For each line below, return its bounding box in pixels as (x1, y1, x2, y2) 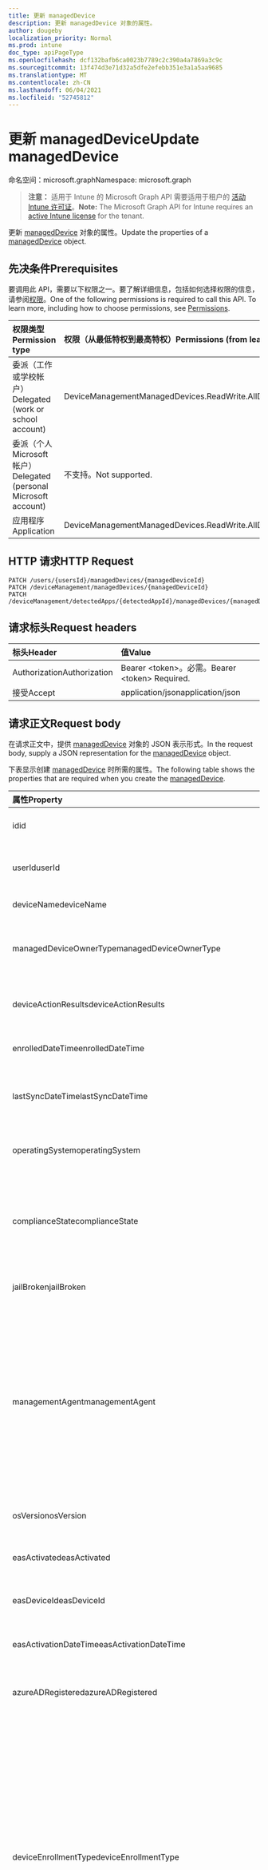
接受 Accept (12, 687, 56, 698)
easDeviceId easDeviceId (12, 1595, 105, 1606)
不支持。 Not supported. (63, 469, 153, 480)
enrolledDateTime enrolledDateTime (12, 1043, 145, 1054)
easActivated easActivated (12, 1552, 111, 1563)
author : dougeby (8, 26, 62, 34)
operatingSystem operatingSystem (12, 1145, 141, 1156)
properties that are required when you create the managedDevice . (8, 774, 226, 784)
